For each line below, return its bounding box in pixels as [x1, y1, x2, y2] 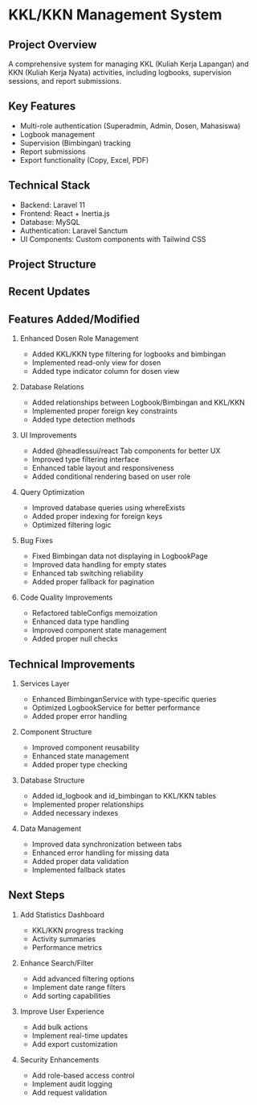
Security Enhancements [19, 1054, 100, 1065]
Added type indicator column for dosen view [31, 367, 180, 376]
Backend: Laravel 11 [19, 200, 86, 210]
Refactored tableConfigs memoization [31, 609, 158, 618]
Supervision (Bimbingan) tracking [19, 138, 131, 147]
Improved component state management [31, 625, 167, 635]
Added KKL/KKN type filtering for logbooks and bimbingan [31, 349, 226, 359]
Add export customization [31, 1039, 118, 1049]
